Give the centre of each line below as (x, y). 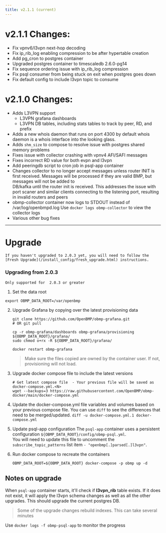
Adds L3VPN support (34, 113)
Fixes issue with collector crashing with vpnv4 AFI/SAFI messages (80, 155)
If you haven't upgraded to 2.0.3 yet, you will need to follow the (77, 256)
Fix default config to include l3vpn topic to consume (65, 79)
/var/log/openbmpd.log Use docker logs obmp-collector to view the (82, 207)
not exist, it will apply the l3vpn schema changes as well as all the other (78, 495)
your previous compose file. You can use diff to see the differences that (86, 410)
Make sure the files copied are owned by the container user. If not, (92, 358)
